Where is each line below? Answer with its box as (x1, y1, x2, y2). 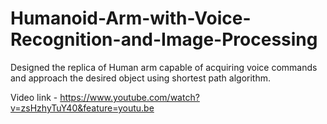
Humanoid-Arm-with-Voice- (10, 7, 252, 30)
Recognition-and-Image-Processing (10, 28, 318, 51)
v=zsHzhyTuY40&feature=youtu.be (10, 102, 155, 114)
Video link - (10, 91, 58, 103)
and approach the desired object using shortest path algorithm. (10, 72, 271, 84)
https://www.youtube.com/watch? (59, 91, 200, 103)
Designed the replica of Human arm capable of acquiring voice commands (10, 61, 318, 73)
